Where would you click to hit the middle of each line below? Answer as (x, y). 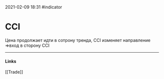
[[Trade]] (14, 72)
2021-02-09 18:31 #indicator (34, 7)
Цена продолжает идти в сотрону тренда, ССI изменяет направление (78, 40)
